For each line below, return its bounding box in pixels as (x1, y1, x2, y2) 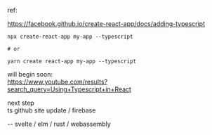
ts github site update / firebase (7, 106, 96, 115)
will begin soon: (7, 70, 53, 78)
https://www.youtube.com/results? (7, 77, 107, 86)
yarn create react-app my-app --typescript (7, 58, 137, 65)
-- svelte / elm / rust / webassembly (7, 120, 111, 128)
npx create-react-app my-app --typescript (7, 33, 133, 40)
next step (7, 98, 35, 107)
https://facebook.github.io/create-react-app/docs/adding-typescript (7, 20, 206, 27)
